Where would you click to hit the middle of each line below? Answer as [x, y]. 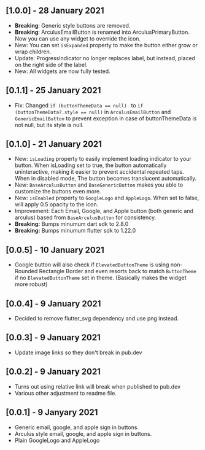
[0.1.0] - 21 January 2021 [54, 144]
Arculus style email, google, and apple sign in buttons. [83, 433]
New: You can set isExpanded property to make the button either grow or [106, 45]
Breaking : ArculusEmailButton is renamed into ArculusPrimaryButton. [102, 32]
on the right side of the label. [51, 64]
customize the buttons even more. [58, 192]
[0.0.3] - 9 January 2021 [53, 338]
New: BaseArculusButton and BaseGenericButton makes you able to [99, 185]
